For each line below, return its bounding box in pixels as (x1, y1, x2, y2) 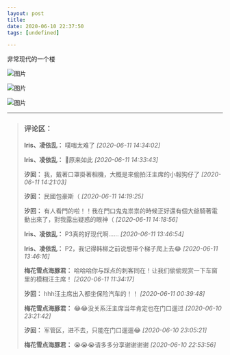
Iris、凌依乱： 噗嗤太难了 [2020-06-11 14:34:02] (23, 141, 161, 149)
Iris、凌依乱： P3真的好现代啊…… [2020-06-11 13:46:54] (23, 229, 184, 238)
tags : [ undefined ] (7, 29, 60, 36)
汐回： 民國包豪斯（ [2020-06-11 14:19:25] (23, 192, 144, 200)
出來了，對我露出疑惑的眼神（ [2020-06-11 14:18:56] (29, 215, 178, 223)
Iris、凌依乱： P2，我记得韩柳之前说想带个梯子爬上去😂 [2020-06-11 (23, 244, 218, 253)
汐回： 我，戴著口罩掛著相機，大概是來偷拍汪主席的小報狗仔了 (23, 170, 200, 179)
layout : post (7, 10, 44, 17)
